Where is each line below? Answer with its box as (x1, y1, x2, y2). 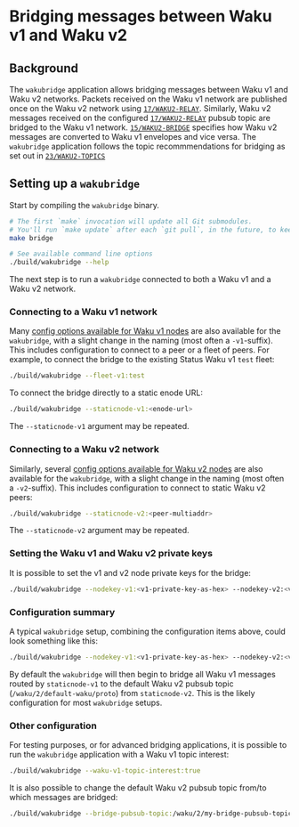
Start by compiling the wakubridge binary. (9, 199, 160, 210)
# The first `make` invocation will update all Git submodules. (9, 216, 253, 226)
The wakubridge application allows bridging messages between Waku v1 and (9, 85, 289, 94)
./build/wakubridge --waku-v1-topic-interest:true (9, 766, 201, 775)
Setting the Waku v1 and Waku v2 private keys (9, 547, 214, 560)
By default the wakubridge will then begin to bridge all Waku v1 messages (9, 669, 276, 679)
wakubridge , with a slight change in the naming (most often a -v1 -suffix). (9, 336, 273, 346)
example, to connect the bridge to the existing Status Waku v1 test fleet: (9, 354, 275, 365)
